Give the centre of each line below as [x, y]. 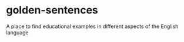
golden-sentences [52, 10]
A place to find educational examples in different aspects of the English [92, 26]
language [17, 32]
